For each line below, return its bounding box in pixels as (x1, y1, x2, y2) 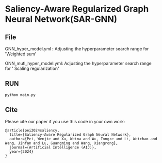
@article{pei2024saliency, (5, 128, 60, 133)
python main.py (5, 92, 36, 98)
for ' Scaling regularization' (5, 65, 59, 71)
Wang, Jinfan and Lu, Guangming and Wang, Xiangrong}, (5, 141, 118, 146)
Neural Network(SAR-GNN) (5, 14, 117, 25)
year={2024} (9, 149, 34, 154)
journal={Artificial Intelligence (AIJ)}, (9, 145, 97, 150)
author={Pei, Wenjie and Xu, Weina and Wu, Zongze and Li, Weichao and (9, 136, 158, 141)
